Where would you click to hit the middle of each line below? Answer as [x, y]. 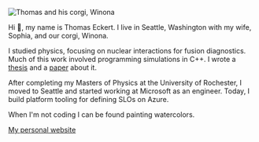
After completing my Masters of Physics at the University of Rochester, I [125, 83]
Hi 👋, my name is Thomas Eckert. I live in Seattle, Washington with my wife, [130, 27]
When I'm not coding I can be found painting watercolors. [102, 115]
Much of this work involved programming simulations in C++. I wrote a [122, 59]
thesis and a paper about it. [52, 67]
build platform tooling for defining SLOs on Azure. [89, 99]
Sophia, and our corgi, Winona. [58, 36]
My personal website [42, 130]
